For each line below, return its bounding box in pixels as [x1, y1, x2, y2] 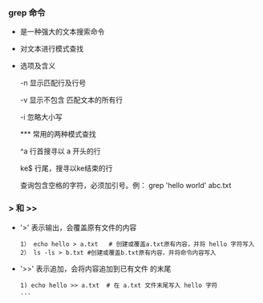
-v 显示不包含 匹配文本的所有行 [19, 95, 123, 105]
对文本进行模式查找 [19, 44, 84, 54]
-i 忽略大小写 [19, 113, 63, 122]
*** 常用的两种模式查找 [19, 129, 96, 139]
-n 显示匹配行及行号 [19, 78, 87, 88]
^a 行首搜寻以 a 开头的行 [19, 146, 101, 156]
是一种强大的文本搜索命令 [19, 27, 105, 37]
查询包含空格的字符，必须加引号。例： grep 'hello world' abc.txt [19, 181, 232, 190]
